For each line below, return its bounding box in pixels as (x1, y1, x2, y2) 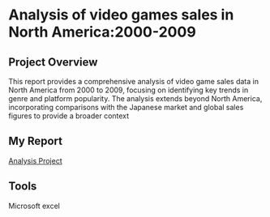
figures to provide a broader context (8, 111, 130, 121)
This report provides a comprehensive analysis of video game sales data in (8, 77, 259, 86)
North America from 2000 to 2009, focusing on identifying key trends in (8, 85, 249, 95)
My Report (8, 134, 63, 148)
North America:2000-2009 (8, 23, 196, 41)
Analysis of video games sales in (8, 6, 234, 24)
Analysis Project (8, 155, 62, 165)
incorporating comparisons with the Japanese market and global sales (8, 103, 244, 112)
